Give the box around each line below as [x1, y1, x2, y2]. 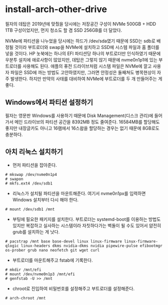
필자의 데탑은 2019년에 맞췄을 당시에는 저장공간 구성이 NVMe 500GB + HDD [5, 21, 156, 27]
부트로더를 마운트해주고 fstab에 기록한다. [12, 257, 93, 263]
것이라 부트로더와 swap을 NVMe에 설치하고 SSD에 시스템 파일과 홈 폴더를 [14, 44, 159, 50]
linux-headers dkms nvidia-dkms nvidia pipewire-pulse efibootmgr [21, 243, 163, 248]
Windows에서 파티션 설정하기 [5, 98, 93, 107]
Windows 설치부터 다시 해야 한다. [12, 197, 79, 203]
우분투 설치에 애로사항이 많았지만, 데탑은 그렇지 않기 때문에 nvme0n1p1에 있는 [5, 56, 158, 63]
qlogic [5, 243, 19, 248]
